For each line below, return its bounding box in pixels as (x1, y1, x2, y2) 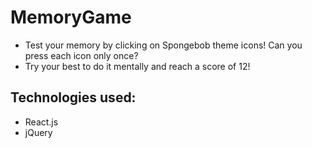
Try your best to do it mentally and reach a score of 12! (24, 60, 251, 72)
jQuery (24, 126, 53, 138)
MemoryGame (10, 6, 132, 29)
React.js (24, 116, 59, 128)
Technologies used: (10, 89, 137, 106)
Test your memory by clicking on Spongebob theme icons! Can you (24, 39, 303, 51)
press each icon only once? (24, 49, 139, 61)
